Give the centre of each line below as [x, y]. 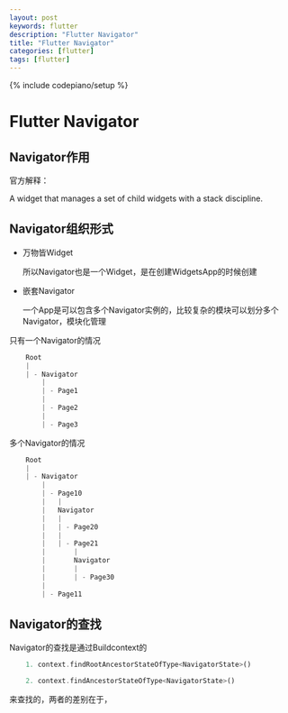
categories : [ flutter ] [52, 51]
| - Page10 [62, 494]
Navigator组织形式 [62, 229]
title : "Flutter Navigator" [62, 43]
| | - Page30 [78, 577]
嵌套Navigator [48, 290]
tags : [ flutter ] [40, 59]
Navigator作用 [49, 157]
